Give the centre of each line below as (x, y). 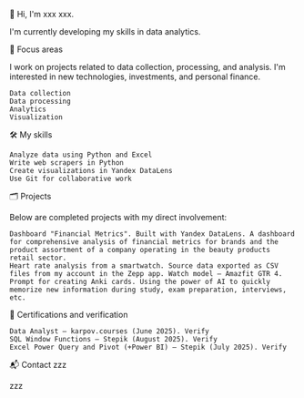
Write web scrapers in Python (67, 163)
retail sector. (38, 258)
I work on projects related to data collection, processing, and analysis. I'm (147, 67)
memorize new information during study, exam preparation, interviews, (148, 290)
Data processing (40, 101)
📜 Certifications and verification (69, 315)
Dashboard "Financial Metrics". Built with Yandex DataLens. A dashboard (152, 234)
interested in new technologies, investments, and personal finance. (135, 77)
